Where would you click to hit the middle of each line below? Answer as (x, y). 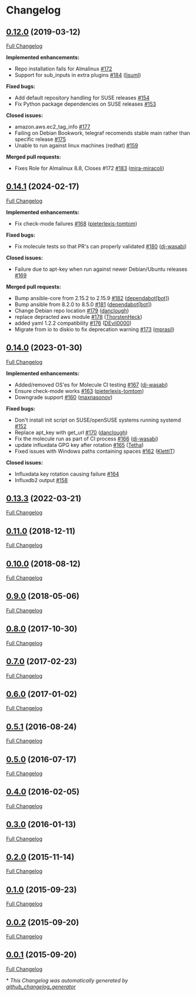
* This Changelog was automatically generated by (67, 980)
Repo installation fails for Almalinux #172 (63, 69)
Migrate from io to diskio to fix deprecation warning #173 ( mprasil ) (94, 329)
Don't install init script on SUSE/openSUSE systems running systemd (98, 420)
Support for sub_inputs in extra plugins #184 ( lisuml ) (78, 75)
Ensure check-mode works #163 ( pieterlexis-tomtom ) (79, 391)
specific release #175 (40, 139)
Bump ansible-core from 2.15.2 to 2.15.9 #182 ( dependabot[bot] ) (92, 298)
